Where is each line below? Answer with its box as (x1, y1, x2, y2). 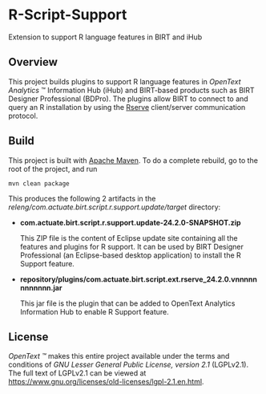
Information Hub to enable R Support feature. (19, 307, 170, 316)
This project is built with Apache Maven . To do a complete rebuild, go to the (8, 155, 259, 165)
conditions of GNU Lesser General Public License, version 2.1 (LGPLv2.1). (8, 359, 249, 370)
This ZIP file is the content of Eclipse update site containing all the (19, 233, 238, 242)
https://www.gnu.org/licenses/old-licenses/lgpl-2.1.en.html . (8, 377, 204, 387)
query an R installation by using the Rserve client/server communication (8, 102, 246, 112)
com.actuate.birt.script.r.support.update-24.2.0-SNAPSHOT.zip (19, 217, 242, 227)
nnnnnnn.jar (19, 282, 62, 292)
